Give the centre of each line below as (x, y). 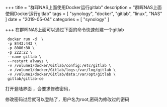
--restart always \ (28, 61)
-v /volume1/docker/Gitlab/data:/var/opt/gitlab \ (61, 74)
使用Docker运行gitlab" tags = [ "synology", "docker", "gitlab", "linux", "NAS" (84, 14)
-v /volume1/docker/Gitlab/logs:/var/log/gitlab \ (61, 70)
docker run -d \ (25, 39)
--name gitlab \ (24, 57)
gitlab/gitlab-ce (25, 79)
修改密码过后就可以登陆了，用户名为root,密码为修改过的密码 (67, 99)
